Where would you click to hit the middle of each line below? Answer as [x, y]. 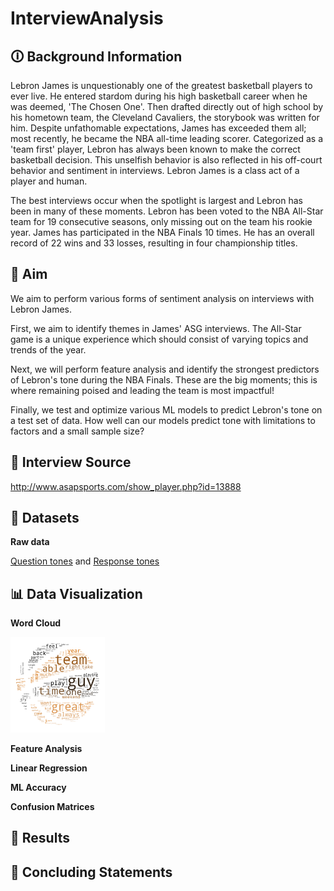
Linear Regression [49, 768]
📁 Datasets [45, 518]
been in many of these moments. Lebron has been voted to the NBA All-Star [167, 211]
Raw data [30, 542]
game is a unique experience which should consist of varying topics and [159, 339]
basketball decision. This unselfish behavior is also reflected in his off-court [166, 160]
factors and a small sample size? [77, 431]
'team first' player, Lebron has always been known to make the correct [155, 149]
